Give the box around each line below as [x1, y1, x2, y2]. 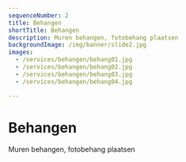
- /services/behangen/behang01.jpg [15, 56, 133, 64]
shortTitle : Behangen [8, 26, 80, 34]
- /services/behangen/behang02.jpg [15, 63, 133, 71]
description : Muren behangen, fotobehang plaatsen [8, 33, 179, 42]
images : [8, 48, 34, 56]
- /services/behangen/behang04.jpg [15, 77, 133, 85]
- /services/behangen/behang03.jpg [15, 70, 133, 78]
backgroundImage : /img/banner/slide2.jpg [8, 41, 147, 49]
